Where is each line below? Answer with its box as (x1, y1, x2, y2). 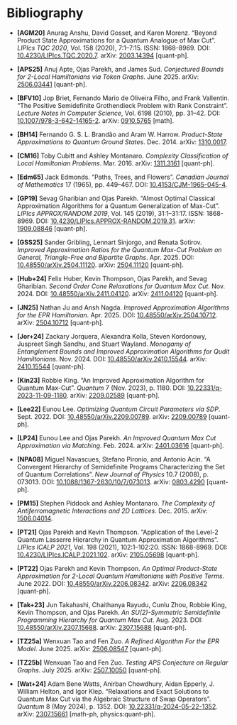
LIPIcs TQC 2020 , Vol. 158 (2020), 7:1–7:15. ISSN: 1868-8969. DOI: (16, 43, 211, 52)
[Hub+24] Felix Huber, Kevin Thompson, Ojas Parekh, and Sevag (16, 274, 207, 283)
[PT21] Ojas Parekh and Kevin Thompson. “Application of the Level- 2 (16, 528, 219, 536)
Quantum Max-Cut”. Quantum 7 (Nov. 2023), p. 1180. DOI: (16, 383, 186, 392)
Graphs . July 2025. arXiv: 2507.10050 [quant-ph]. (16, 665, 162, 674)
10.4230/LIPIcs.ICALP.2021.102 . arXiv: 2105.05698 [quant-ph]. (16, 550, 199, 559)
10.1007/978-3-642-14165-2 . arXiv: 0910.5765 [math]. (16, 116, 175, 125)
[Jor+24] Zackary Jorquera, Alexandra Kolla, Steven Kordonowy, (16, 332, 207, 340)
